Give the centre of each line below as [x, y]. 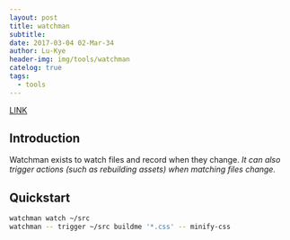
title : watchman [40, 26]
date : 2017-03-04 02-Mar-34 [62, 43]
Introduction [45, 139]
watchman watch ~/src [50, 218]
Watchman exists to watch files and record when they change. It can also [145, 160]
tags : [19, 76]
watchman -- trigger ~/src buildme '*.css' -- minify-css [120, 227]
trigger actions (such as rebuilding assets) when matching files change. [143, 169]
